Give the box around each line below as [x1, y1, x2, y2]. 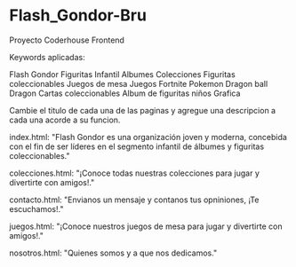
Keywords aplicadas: [9, 51, 86, 62]
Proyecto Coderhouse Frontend [9, 35, 124, 45]
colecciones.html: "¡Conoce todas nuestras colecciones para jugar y [9, 168, 260, 178]
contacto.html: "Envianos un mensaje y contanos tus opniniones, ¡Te [9, 194, 260, 205]
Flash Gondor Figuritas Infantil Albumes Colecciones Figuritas [9, 68, 236, 80]
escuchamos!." [9, 203, 64, 214]
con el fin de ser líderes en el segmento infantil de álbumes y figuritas [9, 141, 265, 152]
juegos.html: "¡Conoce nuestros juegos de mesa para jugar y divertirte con [9, 221, 283, 232]
